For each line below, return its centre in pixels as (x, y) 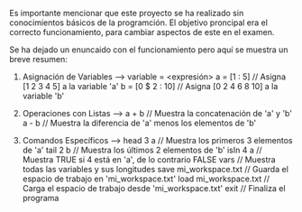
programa (41, 198)
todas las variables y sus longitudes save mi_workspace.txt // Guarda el (155, 169)
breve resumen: (38, 59)
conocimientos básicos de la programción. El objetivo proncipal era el (139, 23)
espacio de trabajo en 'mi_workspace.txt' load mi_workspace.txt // (146, 179)
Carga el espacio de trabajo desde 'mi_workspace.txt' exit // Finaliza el (154, 188)
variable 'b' (43, 96)
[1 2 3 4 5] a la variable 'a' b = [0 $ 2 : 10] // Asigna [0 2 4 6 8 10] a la (150, 86)
